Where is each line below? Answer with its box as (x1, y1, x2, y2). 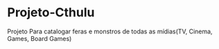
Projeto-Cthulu (7, 5, 95, 20)
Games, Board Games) (7, 34, 72, 42)
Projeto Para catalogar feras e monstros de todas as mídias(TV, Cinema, (7, 27, 213, 35)
